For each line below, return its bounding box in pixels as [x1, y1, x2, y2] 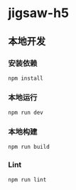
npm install [8, 75, 43, 82]
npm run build [8, 144, 50, 151]
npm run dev [8, 109, 43, 117]
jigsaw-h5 [8, 5, 70, 21]
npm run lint [8, 176, 47, 183]
